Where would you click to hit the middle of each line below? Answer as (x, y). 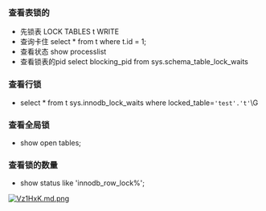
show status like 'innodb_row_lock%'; (82, 183)
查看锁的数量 (33, 164)
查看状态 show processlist (63, 52)
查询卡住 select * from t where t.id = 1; (83, 42)
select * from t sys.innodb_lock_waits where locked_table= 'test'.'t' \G (139, 103)
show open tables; (51, 143)
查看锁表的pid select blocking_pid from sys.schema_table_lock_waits (134, 62)
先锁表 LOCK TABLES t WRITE (69, 32)
